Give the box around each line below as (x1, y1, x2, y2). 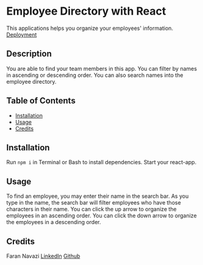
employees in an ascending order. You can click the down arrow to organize (6, 212, 197, 219)
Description (6, 49, 52, 59)
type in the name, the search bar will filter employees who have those (6, 199, 181, 206)
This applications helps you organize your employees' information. (6, 24, 174, 32)
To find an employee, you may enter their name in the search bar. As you (6, 192, 189, 200)
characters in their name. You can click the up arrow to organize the (6, 206, 177, 213)
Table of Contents (6, 96, 76, 106)
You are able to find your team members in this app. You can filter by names (6, 65, 197, 72)
